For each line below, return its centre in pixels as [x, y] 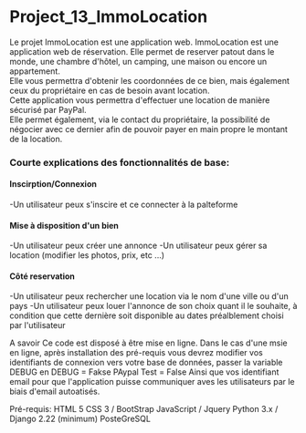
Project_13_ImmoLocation [109, 17]
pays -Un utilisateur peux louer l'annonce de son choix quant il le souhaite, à [153, 306]
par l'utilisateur [37, 325]
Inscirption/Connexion [53, 184]
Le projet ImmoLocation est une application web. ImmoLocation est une [144, 42]
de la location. [36, 139]
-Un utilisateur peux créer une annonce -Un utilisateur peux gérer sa [138, 246]
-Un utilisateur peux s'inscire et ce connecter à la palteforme [124, 205]
